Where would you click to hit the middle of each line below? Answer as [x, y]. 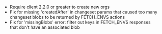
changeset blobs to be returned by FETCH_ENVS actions [67, 17]
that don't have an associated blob [45, 27]
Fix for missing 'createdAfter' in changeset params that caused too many [83, 12]
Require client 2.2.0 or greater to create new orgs [60, 7]
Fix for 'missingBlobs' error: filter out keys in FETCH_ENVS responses [80, 22]
